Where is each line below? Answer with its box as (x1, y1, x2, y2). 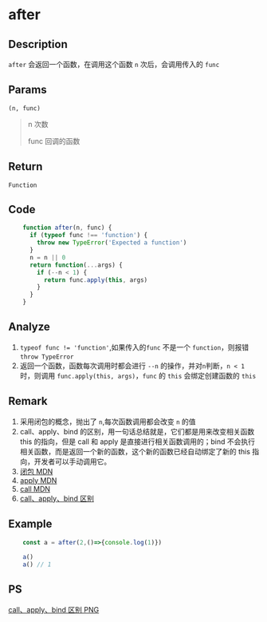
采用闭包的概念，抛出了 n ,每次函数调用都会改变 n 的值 (19, 417, 196, 426)
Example (8, 517, 53, 531)
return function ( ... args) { (29, 261, 124, 269)
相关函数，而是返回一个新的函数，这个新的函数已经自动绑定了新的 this (19, 446, 251, 456)
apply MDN (19, 475, 57, 485)
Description (8, 38, 68, 51)
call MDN (19, 484, 50, 493)
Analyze (8, 320, 50, 334)
